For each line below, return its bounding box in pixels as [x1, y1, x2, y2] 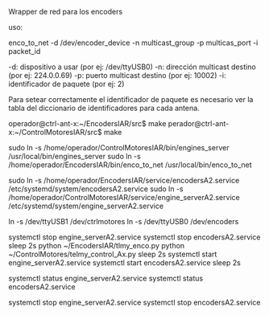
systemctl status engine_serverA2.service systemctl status [8, 273, 204, 283]
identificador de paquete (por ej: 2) [8, 80, 125, 88]
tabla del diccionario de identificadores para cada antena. [8, 104, 200, 112]
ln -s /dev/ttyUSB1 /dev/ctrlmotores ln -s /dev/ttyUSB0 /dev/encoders [8, 217, 239, 226]
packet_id [8, 47, 41, 55]
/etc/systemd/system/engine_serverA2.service [8, 201, 163, 211]
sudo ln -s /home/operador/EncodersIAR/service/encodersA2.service [8, 176, 240, 185]
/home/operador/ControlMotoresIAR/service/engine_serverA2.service [8, 193, 240, 202]
